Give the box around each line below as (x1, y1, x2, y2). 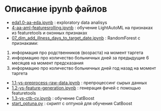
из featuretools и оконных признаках (11, 30, 88, 36)
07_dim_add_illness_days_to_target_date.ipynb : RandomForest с (11, 35, 141, 41)
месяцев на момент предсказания (11, 60, 84, 66)
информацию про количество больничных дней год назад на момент (11, 65, 156, 71)
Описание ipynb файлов (4, 3, 107, 15)
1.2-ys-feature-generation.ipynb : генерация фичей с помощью (11, 85, 141, 91)
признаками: (11, 40, 38, 46)
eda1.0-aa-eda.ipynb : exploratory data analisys (11, 19, 107, 25)
